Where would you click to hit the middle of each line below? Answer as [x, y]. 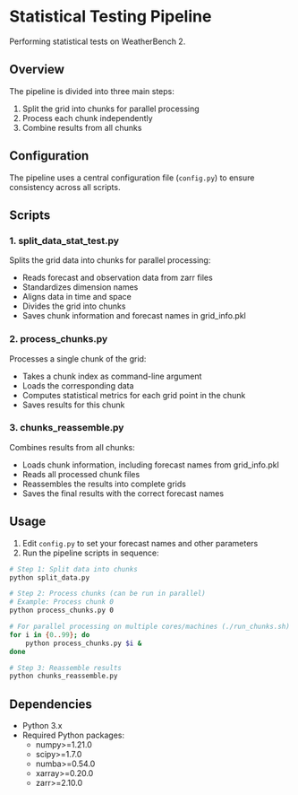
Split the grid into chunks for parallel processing [111, 109]
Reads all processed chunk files [81, 474]
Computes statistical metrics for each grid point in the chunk [134, 395]
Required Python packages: [73, 735]
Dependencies [51, 704]
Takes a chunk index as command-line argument [112, 376]
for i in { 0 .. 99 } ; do [50, 634]
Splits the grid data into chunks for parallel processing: [110, 260]
